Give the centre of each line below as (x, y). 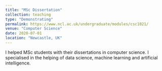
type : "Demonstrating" (29, 19)
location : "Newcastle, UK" (34, 38)
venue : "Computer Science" (34, 29)
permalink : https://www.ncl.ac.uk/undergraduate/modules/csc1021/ (77, 24)
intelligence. (18, 63)
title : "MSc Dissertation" (34, 10)
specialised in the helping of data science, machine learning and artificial (82, 57)
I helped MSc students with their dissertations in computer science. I (77, 52)
